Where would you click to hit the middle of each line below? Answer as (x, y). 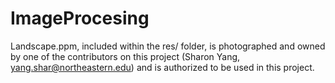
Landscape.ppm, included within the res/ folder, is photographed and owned (168, 46)
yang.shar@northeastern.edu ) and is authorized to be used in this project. (162, 67)
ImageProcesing (80, 18)
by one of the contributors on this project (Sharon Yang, (125, 56)
